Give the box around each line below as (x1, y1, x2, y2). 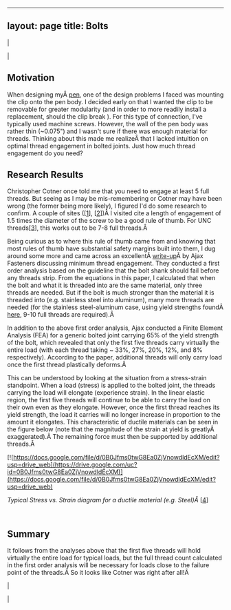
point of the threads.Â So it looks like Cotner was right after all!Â (7, 569, 189, 577)
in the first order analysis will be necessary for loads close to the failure (7, 561, 210, 569)
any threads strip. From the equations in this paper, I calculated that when (7, 274, 216, 282)
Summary (7, 528, 50, 540)
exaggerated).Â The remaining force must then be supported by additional (7, 433, 218, 441)
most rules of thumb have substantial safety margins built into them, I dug (7, 244, 216, 253)
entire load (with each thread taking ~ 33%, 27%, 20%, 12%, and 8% (7, 346, 203, 354)
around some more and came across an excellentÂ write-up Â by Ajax (7, 252, 204, 260)
